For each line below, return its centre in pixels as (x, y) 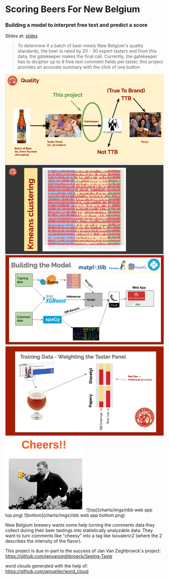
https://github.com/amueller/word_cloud (47, 571)
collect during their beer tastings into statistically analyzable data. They (79, 531)
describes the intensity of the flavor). (44, 541)
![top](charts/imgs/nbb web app (119, 510)
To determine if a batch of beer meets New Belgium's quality (80, 46)
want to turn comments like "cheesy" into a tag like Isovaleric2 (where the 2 (84, 536)
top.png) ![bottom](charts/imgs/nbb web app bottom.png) (65, 516)
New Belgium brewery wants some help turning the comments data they (80, 525)
